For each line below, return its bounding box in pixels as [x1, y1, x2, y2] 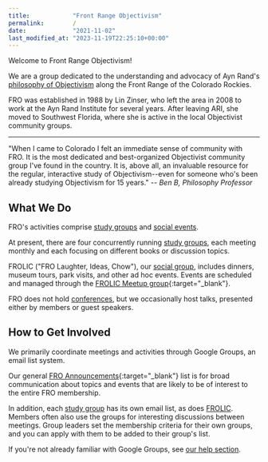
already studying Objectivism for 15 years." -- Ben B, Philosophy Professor [8, 177, 253, 188]
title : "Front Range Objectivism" [8, 11, 162, 20]
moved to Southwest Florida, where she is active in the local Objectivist [8, 113, 243, 122]
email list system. [8, 355, 65, 364]
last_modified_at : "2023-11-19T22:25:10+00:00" [8, 34, 170, 42]
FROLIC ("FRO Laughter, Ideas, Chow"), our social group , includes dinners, [8, 261, 254, 272]
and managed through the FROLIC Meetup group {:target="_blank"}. [8, 279, 231, 289]
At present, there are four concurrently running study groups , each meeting [8, 237, 257, 248]
